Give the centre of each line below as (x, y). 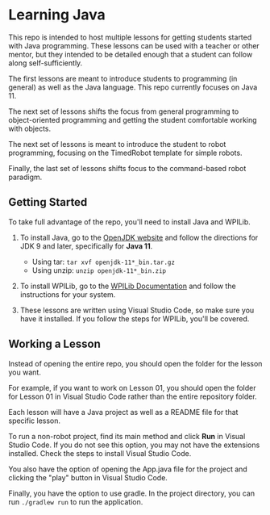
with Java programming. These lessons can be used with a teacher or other (134, 45)
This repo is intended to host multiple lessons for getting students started (130, 37)
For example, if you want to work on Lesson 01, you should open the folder (132, 387)
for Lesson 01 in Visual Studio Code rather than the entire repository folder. (133, 396)
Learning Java (57, 15)
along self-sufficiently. (46, 63)
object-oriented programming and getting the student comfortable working (133, 119)
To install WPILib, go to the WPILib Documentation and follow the (128, 286)
